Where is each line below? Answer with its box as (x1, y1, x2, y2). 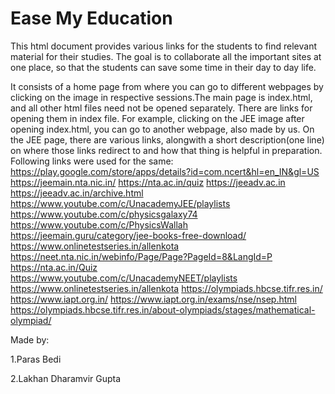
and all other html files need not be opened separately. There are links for (10, 102, 313, 114)
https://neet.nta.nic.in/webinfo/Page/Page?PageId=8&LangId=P (10, 250, 273, 262)
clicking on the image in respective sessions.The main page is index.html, (10, 91, 313, 103)
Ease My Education (10, 7, 173, 30)
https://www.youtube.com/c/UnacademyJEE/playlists (10, 197, 231, 209)
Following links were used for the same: (10, 155, 174, 167)
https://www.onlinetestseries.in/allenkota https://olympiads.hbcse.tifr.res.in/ (10, 282, 323, 294)
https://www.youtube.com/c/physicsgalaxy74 (10, 208, 198, 220)
